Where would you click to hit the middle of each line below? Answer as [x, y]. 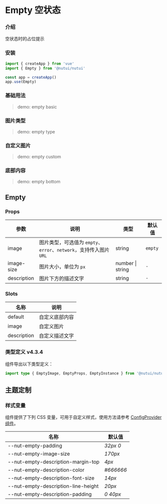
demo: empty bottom [39, 182]
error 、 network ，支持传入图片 [74, 250]
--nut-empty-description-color [46, 470]
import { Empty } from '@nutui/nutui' [45, 68]
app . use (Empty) [21, 82]
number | [126, 263]
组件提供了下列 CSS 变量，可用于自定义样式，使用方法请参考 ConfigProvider [83, 417]
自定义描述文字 [56, 336]
